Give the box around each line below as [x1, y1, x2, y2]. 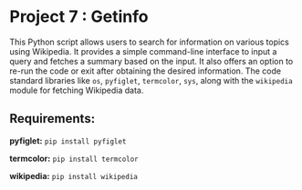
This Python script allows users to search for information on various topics [9, 36, 289, 47]
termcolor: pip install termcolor [9, 153, 139, 164]
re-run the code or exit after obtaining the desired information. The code [9, 65, 281, 76]
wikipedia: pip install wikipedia [9, 170, 139, 181]
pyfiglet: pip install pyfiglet [9, 135, 127, 146]
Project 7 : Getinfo [9, 6, 149, 27]
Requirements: [9, 111, 96, 126]
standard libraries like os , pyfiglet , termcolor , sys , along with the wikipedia [9, 75, 294, 85]
